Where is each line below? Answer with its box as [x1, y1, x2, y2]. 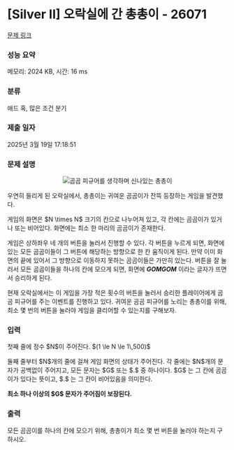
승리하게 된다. [14, 274, 52, 282]
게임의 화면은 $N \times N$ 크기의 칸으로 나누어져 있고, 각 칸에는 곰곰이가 [7, 215, 210, 224]
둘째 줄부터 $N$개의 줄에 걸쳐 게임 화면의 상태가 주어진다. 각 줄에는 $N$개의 [7, 358, 217, 366]
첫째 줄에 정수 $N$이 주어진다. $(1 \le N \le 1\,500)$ [7, 342, 151, 351]
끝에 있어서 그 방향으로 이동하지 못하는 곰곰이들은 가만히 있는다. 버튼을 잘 [20, 256, 220, 265]
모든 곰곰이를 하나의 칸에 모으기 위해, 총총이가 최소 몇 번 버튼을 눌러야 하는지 [7, 426, 216, 435]
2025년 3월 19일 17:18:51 [7, 140, 77, 148]
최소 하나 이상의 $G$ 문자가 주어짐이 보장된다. [7, 390, 133, 398]
